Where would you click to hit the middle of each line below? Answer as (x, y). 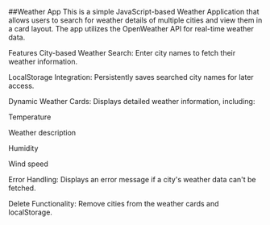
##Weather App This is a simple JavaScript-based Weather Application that (134, 12)
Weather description (42, 133)
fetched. (22, 188)
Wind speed (28, 164)
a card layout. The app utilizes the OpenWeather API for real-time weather (131, 29)
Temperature (30, 117)
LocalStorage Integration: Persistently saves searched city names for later (131, 77)
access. (21, 85)
